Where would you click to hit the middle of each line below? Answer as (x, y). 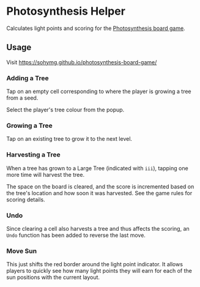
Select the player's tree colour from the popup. (65, 110)
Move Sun (22, 251)
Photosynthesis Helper (66, 11)
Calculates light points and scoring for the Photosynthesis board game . (96, 28)
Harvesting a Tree (33, 155)
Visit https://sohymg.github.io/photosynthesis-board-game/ (82, 62)
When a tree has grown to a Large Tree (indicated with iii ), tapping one (97, 168)
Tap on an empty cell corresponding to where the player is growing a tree (99, 91)
